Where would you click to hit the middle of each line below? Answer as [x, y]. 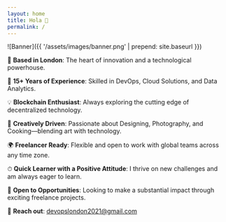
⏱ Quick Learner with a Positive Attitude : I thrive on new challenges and [113, 169]
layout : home [26, 14]
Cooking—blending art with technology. [64, 131]
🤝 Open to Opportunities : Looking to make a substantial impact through [111, 190]
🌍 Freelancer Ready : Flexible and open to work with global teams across [113, 145]
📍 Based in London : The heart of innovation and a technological [99, 60]
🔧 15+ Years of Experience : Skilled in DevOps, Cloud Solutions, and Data [112, 81]
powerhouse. [26, 68]
